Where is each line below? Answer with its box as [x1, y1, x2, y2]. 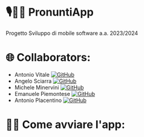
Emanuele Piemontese [14, 90, 71, 97]
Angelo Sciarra [14, 77, 52, 84]
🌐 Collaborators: [5, 51, 91, 65]
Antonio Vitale [14, 71, 50, 78]
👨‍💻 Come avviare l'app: [5, 118, 125, 132]
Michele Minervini [14, 83, 59, 91]
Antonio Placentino [14, 97, 62, 104]
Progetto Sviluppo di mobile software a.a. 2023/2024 [5, 29, 139, 37]
